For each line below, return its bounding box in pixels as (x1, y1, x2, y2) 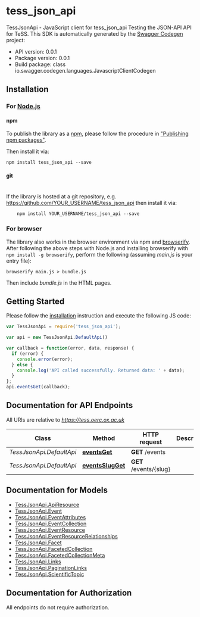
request (139, 438, 162, 446)
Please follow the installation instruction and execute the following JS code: (6, 312, 192, 319)
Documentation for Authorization (6, 588, 132, 598)
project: (6, 36, 26, 43)
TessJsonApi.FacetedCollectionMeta (14, 551, 105, 559)
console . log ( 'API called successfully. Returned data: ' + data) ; (17, 367, 185, 373)
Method (92, 434, 115, 442)
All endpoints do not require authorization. (6, 603, 110, 611)
